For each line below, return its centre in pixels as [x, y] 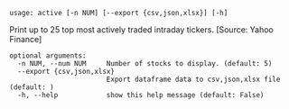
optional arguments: [48, 56]
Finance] [26, 39]
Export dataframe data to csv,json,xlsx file [193, 79]
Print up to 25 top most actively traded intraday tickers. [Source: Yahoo [141, 30]
